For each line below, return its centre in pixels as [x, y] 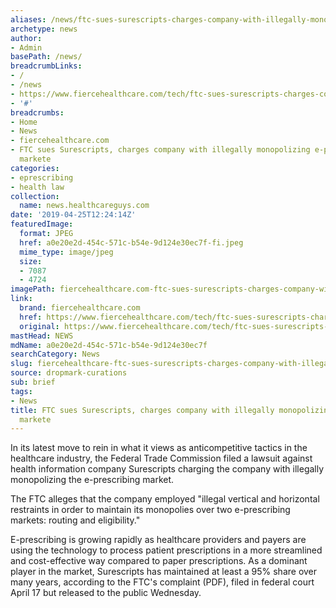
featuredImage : [42, 224]
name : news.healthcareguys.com [84, 206]
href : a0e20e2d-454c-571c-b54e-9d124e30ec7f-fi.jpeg [131, 242]
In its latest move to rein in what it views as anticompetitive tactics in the [159, 448]
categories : [35, 168]
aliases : [28, 19]
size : [31, 261]
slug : [21, 364]
